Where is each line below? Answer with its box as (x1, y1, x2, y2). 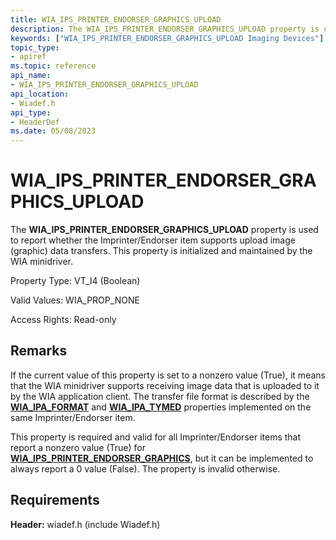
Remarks (10, 342, 68, 360)
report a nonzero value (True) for (10, 441, 146, 453)
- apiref (10, 52, 47, 62)
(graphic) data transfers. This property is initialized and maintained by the (10, 245, 313, 257)
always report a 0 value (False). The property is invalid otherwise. (10, 462, 281, 475)
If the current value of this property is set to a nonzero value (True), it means (10, 369, 326, 381)
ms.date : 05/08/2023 (10, 126, 97, 136)
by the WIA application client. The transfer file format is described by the (10, 390, 310, 402)
